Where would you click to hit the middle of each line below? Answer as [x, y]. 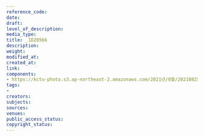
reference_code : [27, 12]
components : [21, 74]
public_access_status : [35, 119]
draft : [15, 23]
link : [13, 68]
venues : [16, 113]
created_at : [21, 62]
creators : [19, 96]
